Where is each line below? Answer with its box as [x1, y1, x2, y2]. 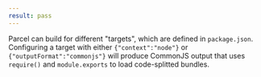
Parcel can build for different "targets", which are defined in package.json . [8, 34, 254, 43]
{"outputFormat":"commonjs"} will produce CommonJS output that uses [8, 51, 246, 60]
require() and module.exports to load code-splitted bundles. [8, 59, 209, 69]
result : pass [8, 11, 52, 20]
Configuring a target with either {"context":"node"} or [8, 42, 188, 52]
